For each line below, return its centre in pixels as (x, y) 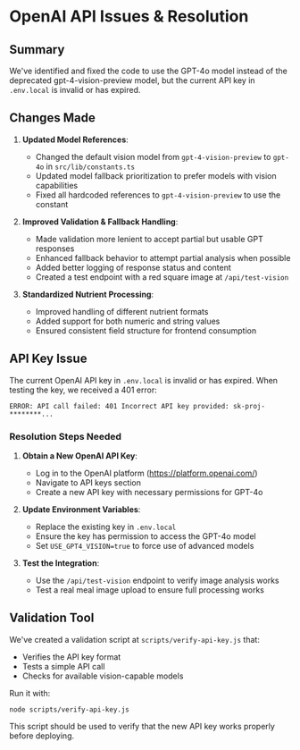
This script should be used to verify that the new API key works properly (142, 726)
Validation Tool (52, 618)
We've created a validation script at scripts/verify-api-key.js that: (135, 639)
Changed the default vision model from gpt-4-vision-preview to (153, 156)
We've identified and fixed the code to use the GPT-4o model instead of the (148, 71)
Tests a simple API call (63, 666)
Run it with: (30, 693)
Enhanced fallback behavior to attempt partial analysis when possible (163, 257)
